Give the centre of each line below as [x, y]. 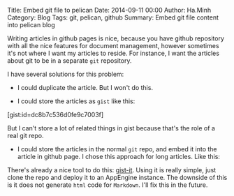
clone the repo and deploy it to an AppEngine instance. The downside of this [117, 178]
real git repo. [25, 136]
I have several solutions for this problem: [66, 74]
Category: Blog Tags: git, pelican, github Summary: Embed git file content [113, 17]
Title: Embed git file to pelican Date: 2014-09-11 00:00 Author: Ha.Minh [109, 10]
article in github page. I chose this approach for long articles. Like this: [118, 157]
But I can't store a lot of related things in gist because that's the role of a [111, 128]
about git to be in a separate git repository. [70, 61]
